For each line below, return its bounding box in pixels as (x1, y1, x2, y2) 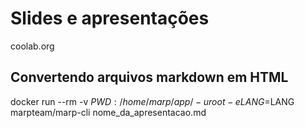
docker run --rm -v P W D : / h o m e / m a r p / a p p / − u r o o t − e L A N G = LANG (10, 95, 295, 107)
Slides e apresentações (10, 7, 210, 30)
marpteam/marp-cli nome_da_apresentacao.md (10, 106, 207, 118)
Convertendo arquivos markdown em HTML (10, 69, 289, 86)
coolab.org (10, 40, 55, 52)
